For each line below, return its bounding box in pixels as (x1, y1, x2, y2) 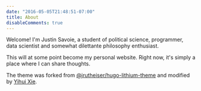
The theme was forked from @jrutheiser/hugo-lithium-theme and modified (6, 72, 190, 79)
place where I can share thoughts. (6, 60, 91, 67)
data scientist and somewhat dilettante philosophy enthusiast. (6, 42, 159, 49)
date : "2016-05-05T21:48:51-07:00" (6, 8, 95, 15)
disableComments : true (6, 20, 63, 26)
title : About (6, 14, 39, 20)
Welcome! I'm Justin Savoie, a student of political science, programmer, (6, 36, 184, 43)
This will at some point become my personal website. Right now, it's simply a (6, 54, 196, 61)
